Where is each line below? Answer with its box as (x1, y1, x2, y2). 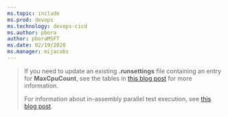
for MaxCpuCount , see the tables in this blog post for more (23, 74, 192, 82)
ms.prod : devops (7, 16, 54, 23)
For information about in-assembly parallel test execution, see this (23, 94, 212, 103)
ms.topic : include (7, 10, 60, 17)
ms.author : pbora (7, 29, 57, 36)
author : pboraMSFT (7, 36, 60, 42)
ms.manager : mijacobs (7, 49, 69, 55)
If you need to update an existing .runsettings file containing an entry (23, 66, 222, 75)
